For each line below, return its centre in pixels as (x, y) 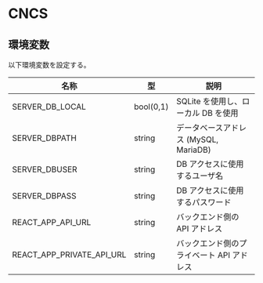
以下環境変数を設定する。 (49, 65)
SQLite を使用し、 (209, 101)
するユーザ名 (200, 176)
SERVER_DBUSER (45, 169)
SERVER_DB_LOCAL (49, 107)
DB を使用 (220, 113)
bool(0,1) (151, 107)
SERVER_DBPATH (44, 138)
